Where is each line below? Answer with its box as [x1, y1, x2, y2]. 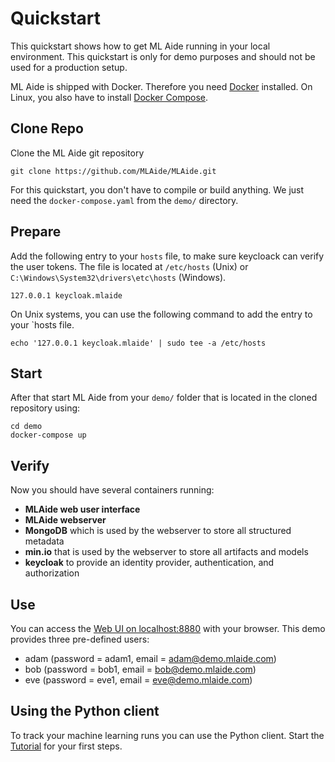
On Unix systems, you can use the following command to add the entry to [10, 308, 313, 320]
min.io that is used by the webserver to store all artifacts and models [24, 546, 309, 558]
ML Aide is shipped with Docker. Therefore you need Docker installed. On [10, 80, 313, 92]
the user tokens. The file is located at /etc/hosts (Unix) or [10, 260, 249, 272]
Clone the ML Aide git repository [10, 147, 145, 159]
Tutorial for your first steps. [10, 740, 123, 752]
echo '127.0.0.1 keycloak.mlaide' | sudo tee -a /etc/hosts [10, 338, 267, 348]
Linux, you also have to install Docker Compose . [10, 91, 209, 103]
